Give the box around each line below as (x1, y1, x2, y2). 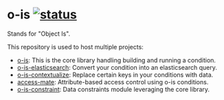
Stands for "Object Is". (7, 29, 71, 38)
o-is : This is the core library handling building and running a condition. (16, 55, 216, 64)
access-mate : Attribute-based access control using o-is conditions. (16, 77, 209, 86)
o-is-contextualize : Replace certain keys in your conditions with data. (16, 71, 214, 79)
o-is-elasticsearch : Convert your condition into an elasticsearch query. (16, 63, 218, 71)
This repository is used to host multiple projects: (7, 42, 144, 51)
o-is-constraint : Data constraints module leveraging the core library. (16, 85, 210, 93)
